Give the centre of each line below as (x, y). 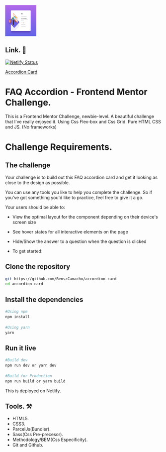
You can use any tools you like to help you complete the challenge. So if (79, 192)
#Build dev (16, 360)
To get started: (27, 251)
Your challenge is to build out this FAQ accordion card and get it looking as (82, 177)
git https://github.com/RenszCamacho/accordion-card (61, 279)
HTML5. (20, 418)
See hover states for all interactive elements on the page (70, 231)
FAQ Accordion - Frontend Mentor (76, 92)
